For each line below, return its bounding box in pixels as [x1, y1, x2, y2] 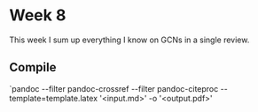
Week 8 [9, 5, 66, 26]
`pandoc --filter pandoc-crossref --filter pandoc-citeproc [9, 83, 219, 93]
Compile [9, 60, 57, 75]
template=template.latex [9, 93, 98, 103]
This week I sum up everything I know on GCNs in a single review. [9, 34, 250, 45]
